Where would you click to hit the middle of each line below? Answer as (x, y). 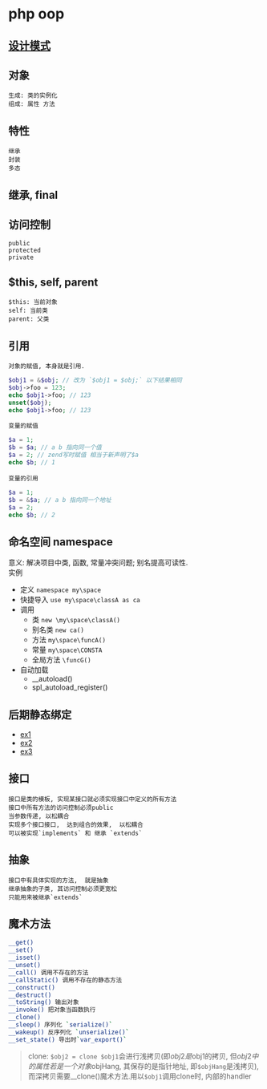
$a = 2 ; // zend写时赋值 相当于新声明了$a (73, 455)
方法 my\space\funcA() (69, 640)
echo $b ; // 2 (32, 515)
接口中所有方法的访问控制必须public (61, 808)
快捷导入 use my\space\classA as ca (80, 600)
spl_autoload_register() (70, 687)
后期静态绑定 (40, 715)
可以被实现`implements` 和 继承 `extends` (75, 833)
